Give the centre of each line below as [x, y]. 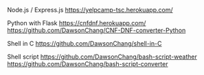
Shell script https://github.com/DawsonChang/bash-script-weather [102, 57]
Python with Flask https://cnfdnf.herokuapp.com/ [77, 23]
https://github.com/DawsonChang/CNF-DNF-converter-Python [97, 30]
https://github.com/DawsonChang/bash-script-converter [88, 64]
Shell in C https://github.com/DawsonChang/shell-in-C [84, 43]
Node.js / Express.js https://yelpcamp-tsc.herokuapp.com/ [90, 10]
